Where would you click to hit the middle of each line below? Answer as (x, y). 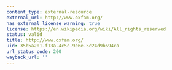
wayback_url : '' (27, 57)
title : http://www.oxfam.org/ (45, 40)
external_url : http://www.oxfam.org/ (55, 18)
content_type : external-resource (49, 12)
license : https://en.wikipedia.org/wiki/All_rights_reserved (86, 29)
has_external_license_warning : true (53, 23)
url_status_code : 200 (34, 52)
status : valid (25, 35)
